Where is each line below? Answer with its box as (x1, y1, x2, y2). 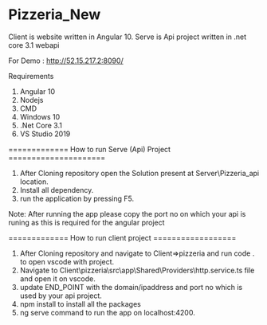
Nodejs (19, 95, 44, 104)
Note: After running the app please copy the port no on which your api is (8, 209, 246, 218)
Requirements (8, 71, 54, 80)
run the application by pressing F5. (19, 194, 134, 203)
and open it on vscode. (19, 273, 96, 284)
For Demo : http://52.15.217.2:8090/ (8, 56, 124, 65)
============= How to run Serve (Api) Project (8, 144, 171, 154)
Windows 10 (19, 112, 61, 121)
